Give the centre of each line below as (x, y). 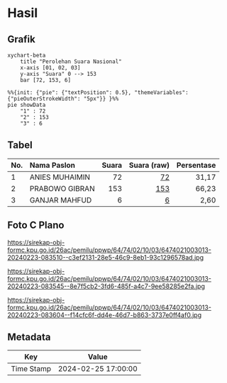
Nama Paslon (52, 165)
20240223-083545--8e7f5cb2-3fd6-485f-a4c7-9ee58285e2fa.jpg (106, 286)
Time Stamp (31, 369)
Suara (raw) (149, 165)
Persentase (196, 165)
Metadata (29, 337)
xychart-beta (27, 55)
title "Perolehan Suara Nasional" (71, 62)
